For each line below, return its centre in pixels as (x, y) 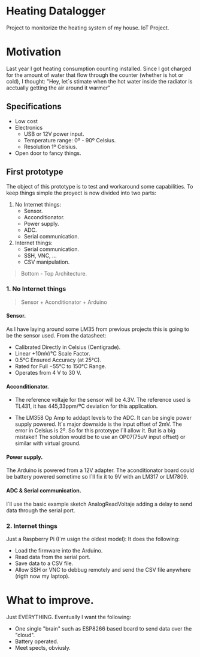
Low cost (26, 121)
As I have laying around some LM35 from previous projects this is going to (98, 329)
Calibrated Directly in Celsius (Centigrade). (68, 347)
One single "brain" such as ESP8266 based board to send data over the (103, 628)
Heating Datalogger (56, 11)
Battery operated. (37, 641)
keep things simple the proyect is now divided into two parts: (81, 193)
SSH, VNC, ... (40, 255)
